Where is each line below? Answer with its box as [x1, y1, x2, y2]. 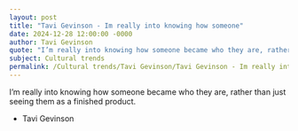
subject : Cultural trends [9, 54, 105, 63]
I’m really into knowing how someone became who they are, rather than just [9, 86, 286, 97]
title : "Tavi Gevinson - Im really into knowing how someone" [9, 21, 244, 30]
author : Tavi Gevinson [9, 37, 93, 47]
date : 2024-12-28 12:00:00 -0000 [9, 29, 133, 38]
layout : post [9, 12, 58, 22]
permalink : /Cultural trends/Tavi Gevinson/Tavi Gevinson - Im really [9, 63, 276, 72]
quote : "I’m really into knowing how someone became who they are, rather [9, 46, 292, 55]
